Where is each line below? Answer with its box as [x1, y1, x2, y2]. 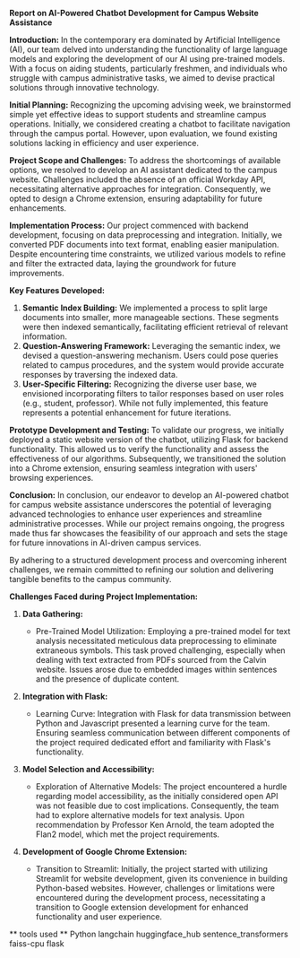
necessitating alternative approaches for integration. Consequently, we [9, 184, 271, 194]
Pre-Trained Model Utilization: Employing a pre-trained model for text [35, 626, 291, 636]
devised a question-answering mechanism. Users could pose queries [21, 350, 279, 361]
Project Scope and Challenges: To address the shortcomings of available [9, 155, 281, 165]
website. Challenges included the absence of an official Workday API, [9, 174, 266, 185]
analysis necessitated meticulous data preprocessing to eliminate [35, 636, 278, 646]
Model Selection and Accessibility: [21, 764, 155, 774]
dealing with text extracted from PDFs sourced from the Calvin [35, 655, 267, 665]
